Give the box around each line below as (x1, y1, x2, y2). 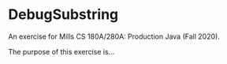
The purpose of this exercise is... (8, 47, 115, 56)
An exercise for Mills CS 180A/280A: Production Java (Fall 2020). (8, 32, 221, 41)
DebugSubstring (8, 6, 119, 24)
